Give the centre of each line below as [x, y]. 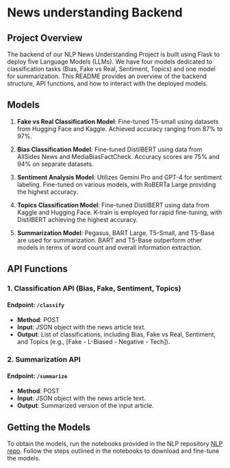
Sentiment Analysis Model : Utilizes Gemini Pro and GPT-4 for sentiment [119, 177]
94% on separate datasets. [55, 164]
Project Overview [45, 38]
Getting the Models [49, 427]
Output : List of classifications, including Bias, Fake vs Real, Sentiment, [116, 334]
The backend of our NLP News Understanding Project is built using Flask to [114, 54]
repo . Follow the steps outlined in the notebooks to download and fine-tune [113, 451]
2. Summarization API [44, 360]
